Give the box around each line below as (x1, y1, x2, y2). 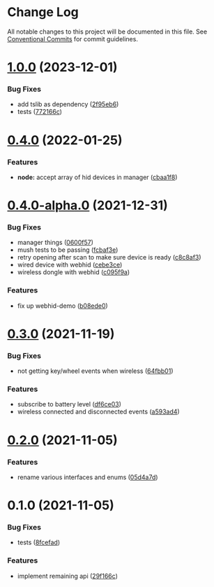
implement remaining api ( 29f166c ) (17, 572, 119, 580)
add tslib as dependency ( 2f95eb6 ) (17, 100, 119, 108)
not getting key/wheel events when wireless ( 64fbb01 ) (17, 367, 174, 375)
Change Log (7, 4, 79, 20)
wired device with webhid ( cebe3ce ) (17, 260, 123, 269)
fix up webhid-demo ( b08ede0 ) (17, 302, 108, 310)
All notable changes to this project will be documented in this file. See (7, 27, 208, 36)
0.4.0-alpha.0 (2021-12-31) (7, 197, 169, 213)
